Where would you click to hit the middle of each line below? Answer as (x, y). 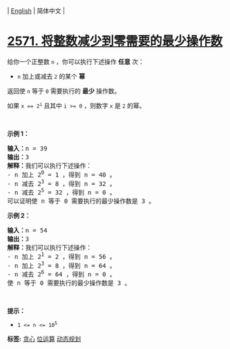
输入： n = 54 (27, 230)
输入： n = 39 (27, 148)
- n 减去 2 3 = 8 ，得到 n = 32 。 (61, 183)
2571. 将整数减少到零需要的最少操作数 (115, 41)
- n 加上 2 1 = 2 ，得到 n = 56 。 (61, 256)
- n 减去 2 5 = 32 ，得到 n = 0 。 (61, 191)
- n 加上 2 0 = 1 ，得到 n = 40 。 (61, 174)
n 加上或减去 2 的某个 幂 (51, 76)
